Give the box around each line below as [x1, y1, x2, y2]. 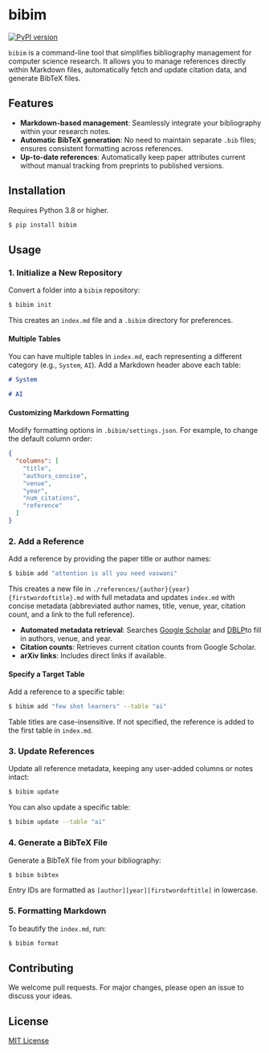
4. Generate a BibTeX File [8, 837, 108, 848]
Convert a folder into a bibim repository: [8, 285, 141, 295]
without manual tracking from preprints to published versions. [19, 161, 225, 170]
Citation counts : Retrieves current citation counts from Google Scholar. [19, 643, 257, 652]
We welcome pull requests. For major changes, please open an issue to [8, 982, 245, 993]
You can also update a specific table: [8, 802, 131, 812]
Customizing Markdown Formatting [8, 407, 130, 417]
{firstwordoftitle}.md [8, 594, 84, 602]
